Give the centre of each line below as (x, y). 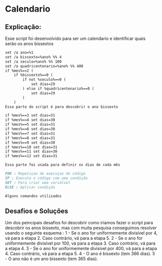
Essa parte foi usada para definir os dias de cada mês (63, 165)
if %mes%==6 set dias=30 (30, 129)
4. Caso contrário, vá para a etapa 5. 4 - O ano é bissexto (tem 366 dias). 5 (80, 254)
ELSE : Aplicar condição (30, 187)
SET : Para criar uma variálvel (38, 183)
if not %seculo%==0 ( (44, 80)
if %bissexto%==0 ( (33, 75)
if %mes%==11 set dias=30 (31, 151)
